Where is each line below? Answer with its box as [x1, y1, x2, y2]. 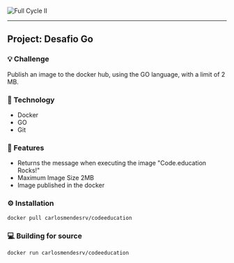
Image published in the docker [17, 181, 105, 190]
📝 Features [7, 143, 45, 153]
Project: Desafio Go [7, 33, 94, 45]
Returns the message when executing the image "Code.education [17, 159, 207, 167]
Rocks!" [17, 166, 40, 174]
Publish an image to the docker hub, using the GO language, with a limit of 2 [7, 70, 226, 78]
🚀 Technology [7, 95, 55, 105]
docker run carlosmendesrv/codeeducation [7, 249, 130, 256]
